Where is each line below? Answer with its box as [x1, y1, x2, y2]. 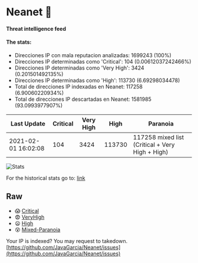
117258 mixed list [133, 133, 184, 141]
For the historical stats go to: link [6, 174, 85, 182]
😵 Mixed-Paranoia [14, 226, 61, 233]
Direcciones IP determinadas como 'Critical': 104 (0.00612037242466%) [14, 58, 192, 65]
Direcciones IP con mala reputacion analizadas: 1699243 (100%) [14, 51, 172, 58]
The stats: [6, 38, 32, 46]
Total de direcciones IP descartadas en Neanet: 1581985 [14, 96, 151, 103]
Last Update [11, 119, 46, 127]
